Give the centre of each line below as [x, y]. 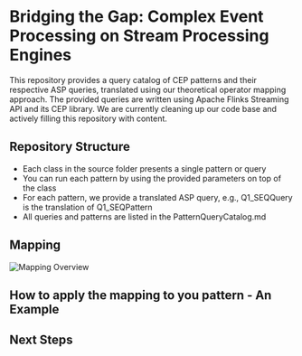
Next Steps [41, 340]
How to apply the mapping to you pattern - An [141, 295]
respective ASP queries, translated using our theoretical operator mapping [148, 89]
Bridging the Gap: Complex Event [137, 17]
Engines [41, 55]
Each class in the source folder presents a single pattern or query [144, 168]
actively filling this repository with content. [88, 118]
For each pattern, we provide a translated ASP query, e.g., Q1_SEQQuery [157, 197]
